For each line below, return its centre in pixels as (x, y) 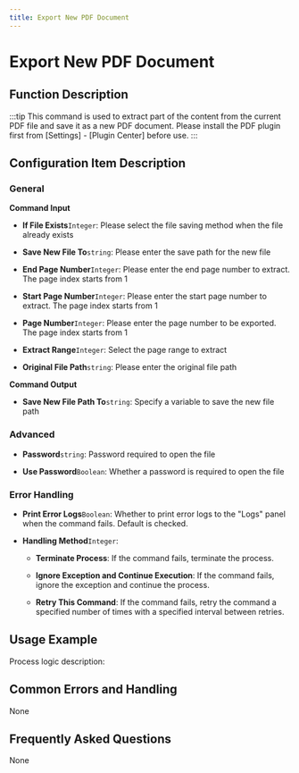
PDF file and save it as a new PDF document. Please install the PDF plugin (145, 125)
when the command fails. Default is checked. (105, 523)
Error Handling (42, 494)
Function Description (69, 95)
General (27, 189)
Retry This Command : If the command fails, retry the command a (156, 602)
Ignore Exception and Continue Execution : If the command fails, (155, 575)
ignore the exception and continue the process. (122, 584)
